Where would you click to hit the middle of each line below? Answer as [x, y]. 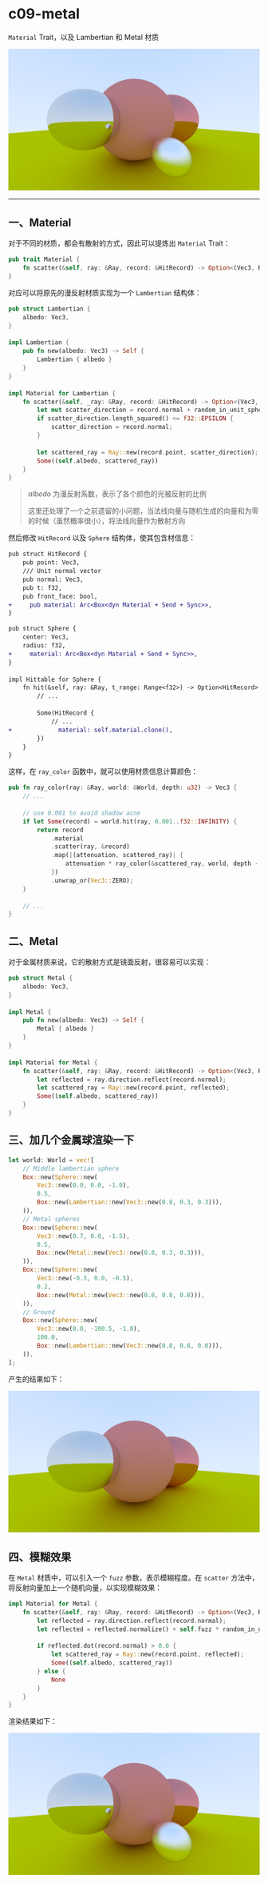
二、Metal [33, 941]
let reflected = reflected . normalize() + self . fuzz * [128, 1629]
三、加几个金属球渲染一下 [71, 1140]
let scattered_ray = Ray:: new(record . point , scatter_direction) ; [148, 452]
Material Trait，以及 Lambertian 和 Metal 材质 [84, 37]
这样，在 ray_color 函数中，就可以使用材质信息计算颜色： [103, 771]
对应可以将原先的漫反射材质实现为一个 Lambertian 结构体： [105, 292]
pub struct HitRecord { [48, 554]
